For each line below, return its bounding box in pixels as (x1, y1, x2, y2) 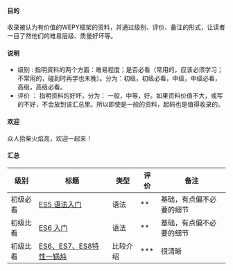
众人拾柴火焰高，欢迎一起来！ (7, 134, 92, 142)
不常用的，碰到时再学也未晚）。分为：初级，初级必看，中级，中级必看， (17, 74, 221, 82)
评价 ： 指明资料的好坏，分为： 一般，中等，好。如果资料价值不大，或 (17, 91, 217, 100)
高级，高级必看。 (17, 83, 67, 91)
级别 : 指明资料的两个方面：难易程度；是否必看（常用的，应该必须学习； (17, 66, 223, 74)
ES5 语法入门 (38, 200, 82, 209)
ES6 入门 (38, 222, 68, 232)
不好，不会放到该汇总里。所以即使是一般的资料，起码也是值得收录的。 (23, 100, 224, 109)
